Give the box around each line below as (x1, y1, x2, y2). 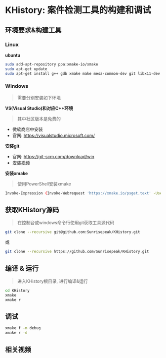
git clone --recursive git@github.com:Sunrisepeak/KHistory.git (5, 230, 140, 235)
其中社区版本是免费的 (17, 116, 61, 121)
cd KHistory (5, 288, 30, 293)
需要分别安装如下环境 (17, 95, 61, 101)
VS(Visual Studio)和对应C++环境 (5, 105, 73, 111)
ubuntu (5, 52, 21, 58)
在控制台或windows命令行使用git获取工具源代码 (17, 220, 115, 226)
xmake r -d (5, 330, 28, 335)
